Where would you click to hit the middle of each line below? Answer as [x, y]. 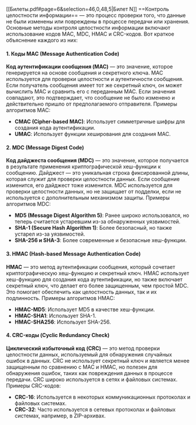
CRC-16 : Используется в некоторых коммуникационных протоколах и [102, 397]
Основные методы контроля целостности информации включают [88, 28]
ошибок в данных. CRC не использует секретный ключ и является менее [98, 361]
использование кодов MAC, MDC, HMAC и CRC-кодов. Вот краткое [90, 34]
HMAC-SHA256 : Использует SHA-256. [63, 322]
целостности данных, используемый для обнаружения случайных [89, 354]
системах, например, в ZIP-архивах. [60, 416]
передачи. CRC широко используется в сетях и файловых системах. [92, 379]
